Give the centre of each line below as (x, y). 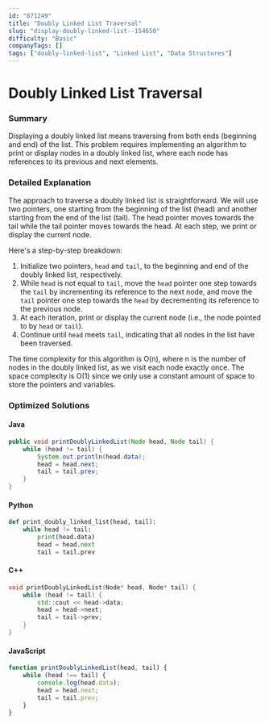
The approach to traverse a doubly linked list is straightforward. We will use (133, 200)
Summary (28, 119)
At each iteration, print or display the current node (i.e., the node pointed (141, 317)
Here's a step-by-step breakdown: (66, 250)
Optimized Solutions (49, 405)
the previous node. (51, 308)
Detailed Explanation (50, 182)
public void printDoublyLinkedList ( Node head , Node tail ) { (112, 442)
